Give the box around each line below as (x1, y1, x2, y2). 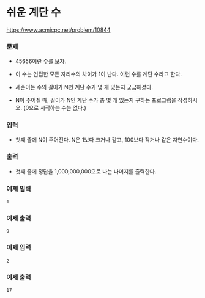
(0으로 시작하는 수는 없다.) (23, 104, 87, 112)
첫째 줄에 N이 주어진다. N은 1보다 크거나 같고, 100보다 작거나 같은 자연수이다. (15, 136, 199, 144)
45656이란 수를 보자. (15, 57, 67, 65)
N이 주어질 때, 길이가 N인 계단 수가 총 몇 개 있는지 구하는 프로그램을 (15, 96, 176, 104)
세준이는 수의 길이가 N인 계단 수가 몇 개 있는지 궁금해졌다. (15, 84, 153, 91)
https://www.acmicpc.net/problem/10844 (6, 26, 111, 34)
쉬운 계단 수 (6, 5, 61, 20)
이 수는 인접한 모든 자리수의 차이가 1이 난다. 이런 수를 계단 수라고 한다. (15, 71, 182, 78)
